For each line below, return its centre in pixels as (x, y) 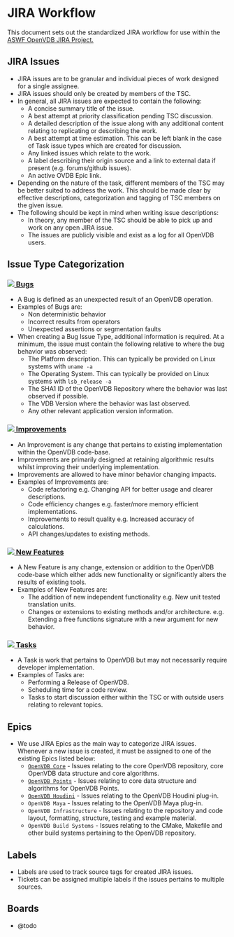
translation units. (52, 604)
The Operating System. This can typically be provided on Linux (118, 374)
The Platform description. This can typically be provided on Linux (122, 359)
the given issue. (40, 205)
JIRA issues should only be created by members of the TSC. (104, 93)
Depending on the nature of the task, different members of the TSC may (121, 183)
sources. (30, 887)
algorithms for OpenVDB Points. (74, 789)
